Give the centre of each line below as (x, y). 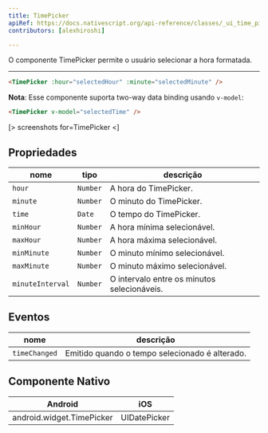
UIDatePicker (145, 417)
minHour (27, 227)
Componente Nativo (59, 382)
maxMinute (31, 266)
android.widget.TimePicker (63, 417)
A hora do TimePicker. (151, 188)
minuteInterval (41, 283)
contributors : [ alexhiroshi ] (57, 30)
